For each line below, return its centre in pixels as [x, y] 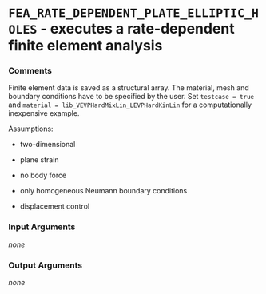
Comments [30, 71]
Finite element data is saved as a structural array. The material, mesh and [129, 88]
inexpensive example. [44, 113]
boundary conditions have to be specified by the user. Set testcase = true [131, 97]
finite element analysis [85, 46]
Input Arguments [42, 227]
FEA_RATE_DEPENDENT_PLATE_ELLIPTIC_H [134, 13]
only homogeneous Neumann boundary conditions [103, 191]
